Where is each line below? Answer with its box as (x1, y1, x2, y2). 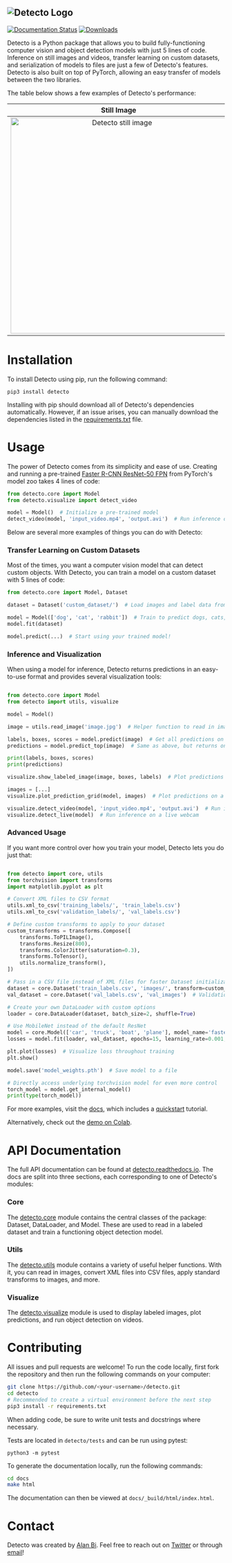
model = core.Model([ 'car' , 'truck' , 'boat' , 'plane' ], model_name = (7, 1029, 209, 1036)
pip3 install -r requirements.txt (7, 1403, 107, 1409)
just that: (7, 851, 32, 859)
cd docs (7, 1474, 30, 1482)
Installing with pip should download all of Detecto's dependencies (7, 400, 195, 409)
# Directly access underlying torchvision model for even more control (7, 1080, 217, 1086)
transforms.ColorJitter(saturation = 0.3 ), (19, 947, 140, 954)
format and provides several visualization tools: (27, 672, 162, 681)
